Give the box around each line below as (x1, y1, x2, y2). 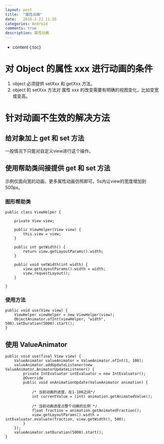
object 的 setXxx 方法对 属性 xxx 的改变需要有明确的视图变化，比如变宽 (12, 87, 159, 93)
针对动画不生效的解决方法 (5, 113, 111, 124)
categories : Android (5, 21, 48, 26)
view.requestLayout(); (23, 271, 70, 276)
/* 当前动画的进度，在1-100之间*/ (31, 390, 96, 395)
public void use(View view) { (5, 308, 68, 313)
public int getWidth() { (14, 245, 66, 250)
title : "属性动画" (5, 12, 43, 17)
